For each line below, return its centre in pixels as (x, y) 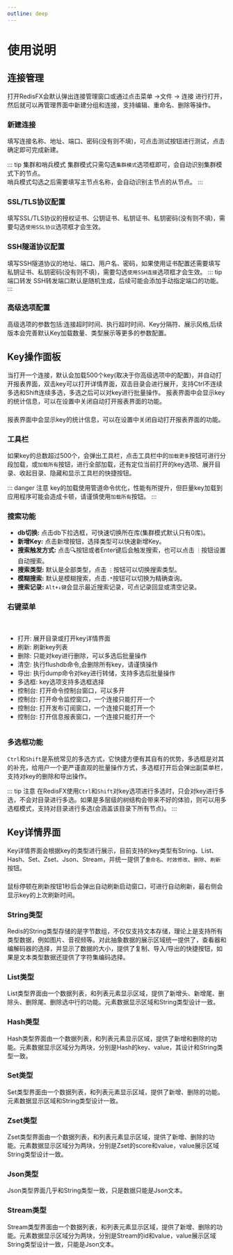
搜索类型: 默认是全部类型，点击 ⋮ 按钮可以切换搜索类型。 (99, 570)
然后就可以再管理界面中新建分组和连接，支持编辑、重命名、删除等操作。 (111, 104)
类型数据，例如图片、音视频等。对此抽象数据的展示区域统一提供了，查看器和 (117, 940)
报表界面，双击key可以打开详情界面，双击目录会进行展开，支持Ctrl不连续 (118, 384)
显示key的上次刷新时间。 (43, 894)
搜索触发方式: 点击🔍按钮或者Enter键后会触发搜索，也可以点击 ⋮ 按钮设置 (121, 550)
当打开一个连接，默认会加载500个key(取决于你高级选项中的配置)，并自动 (112, 375)
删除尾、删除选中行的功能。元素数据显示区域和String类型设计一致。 (122, 1002)
